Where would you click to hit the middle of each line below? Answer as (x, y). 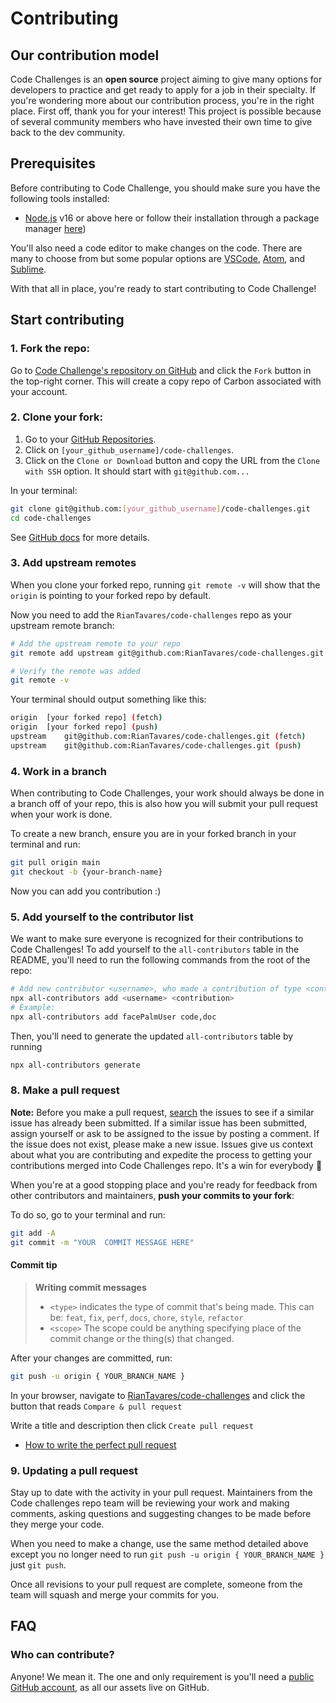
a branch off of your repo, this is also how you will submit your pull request (164, 804)
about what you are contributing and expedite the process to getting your (161, 1154)
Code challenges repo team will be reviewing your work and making (150, 1503)
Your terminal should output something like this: (108, 699)
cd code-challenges (51, 518)
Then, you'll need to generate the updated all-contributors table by (152, 1036)
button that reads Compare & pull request (96, 1406)
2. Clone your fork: (56, 417)
